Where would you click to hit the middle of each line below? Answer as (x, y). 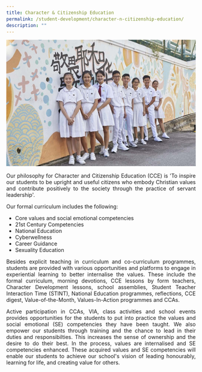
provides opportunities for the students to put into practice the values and (101, 317)
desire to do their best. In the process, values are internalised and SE (101, 343)
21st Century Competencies (49, 224)
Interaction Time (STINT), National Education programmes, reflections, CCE (101, 293)
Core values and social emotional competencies (74, 218)
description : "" (26, 25)
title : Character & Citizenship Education (60, 13)
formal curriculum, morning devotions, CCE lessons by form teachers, (101, 280)
